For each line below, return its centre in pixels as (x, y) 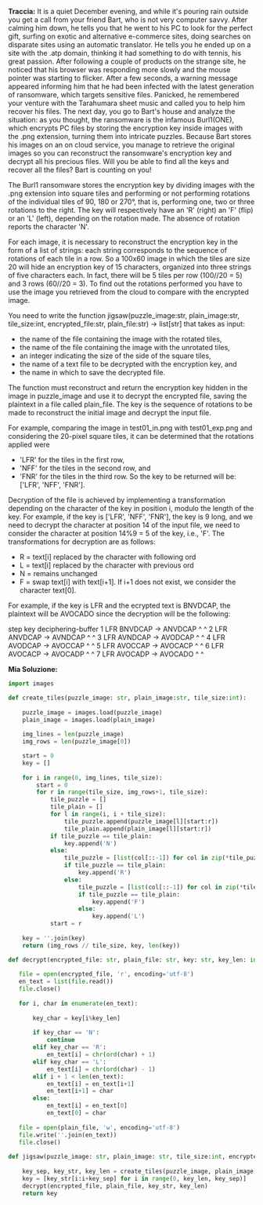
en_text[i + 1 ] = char (80, 1091)
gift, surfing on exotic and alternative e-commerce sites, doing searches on (130, 36)
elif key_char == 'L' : (70, 1062)
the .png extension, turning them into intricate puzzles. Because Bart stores (130, 136)
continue (61, 1040)
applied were (29, 444)
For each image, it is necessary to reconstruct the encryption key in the (123, 242)
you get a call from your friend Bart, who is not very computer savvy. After (128, 20)
